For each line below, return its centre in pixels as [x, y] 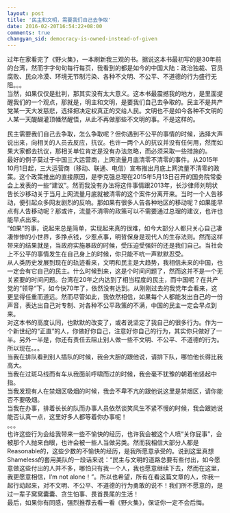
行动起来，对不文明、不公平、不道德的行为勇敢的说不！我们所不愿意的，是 [118, 486]
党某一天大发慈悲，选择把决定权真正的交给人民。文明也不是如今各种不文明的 [115, 111]
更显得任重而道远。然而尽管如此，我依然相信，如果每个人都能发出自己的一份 [115, 297]
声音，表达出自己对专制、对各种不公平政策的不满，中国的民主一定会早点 [109, 305]
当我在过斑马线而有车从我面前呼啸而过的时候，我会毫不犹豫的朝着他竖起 [109, 374]
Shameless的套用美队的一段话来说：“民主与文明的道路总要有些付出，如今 [111, 460]
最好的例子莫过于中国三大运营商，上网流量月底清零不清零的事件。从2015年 [113, 160]
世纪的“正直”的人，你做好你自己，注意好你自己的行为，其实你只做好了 [118, 331]
